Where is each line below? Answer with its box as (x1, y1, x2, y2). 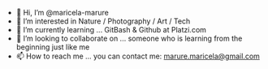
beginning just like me (15, 42, 90, 52)
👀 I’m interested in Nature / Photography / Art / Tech (15, 16, 191, 26)
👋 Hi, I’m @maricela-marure (15, 8, 110, 17)
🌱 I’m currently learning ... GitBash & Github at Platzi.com (15, 25, 207, 34)
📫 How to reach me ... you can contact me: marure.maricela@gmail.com (15, 51, 260, 61)
